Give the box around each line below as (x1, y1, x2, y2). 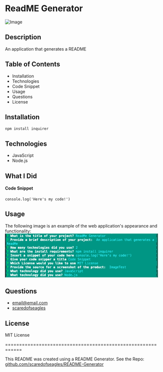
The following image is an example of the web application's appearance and (5, 223, 158, 229)
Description (5, 33, 41, 41)
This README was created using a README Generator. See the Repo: (5, 356, 145, 362)
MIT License (5, 332, 30, 338)
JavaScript (12, 153, 34, 159)
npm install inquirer (5, 126, 49, 131)
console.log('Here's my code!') (5, 196, 70, 202)
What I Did (5, 172, 37, 180)
